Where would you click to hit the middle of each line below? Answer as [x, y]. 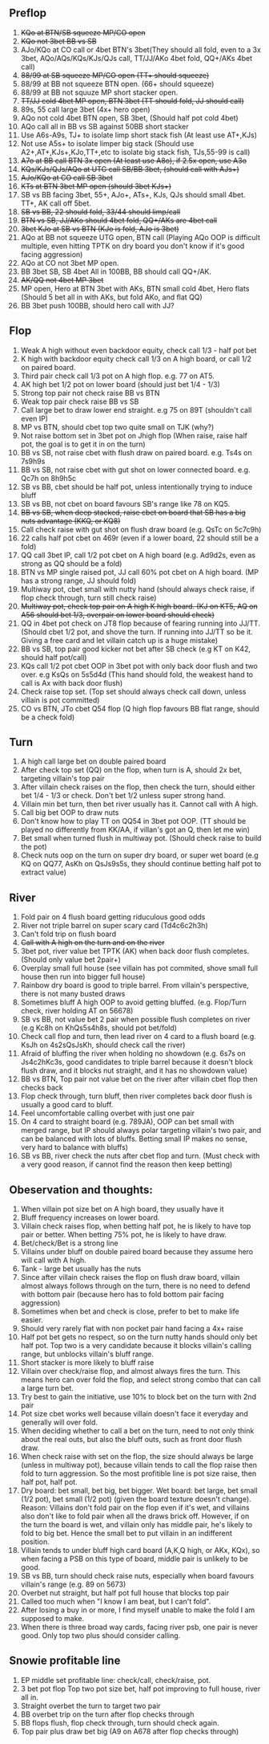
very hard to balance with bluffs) [74, 1147]
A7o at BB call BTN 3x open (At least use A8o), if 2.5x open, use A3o [134, 161]
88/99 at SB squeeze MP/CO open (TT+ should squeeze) [115, 75]
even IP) [34, 418]
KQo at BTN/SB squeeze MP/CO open [83, 32]
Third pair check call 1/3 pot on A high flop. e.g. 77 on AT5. [117, 376]
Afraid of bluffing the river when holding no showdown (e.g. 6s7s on [133, 1053]
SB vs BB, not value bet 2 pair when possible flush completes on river [135, 1020]
